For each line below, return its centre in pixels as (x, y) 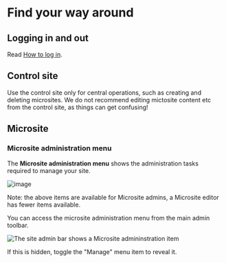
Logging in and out (48, 38)
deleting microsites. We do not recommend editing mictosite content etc (109, 100)
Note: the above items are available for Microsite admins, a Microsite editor (113, 197)
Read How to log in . (35, 54)
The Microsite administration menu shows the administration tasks (103, 163)
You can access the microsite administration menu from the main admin (109, 218)
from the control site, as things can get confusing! (78, 107)
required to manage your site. (49, 170)
